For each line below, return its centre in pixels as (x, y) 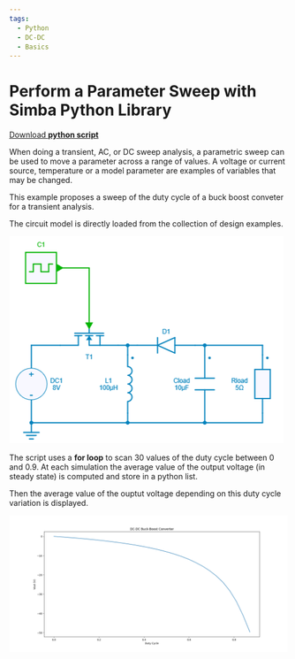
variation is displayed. (49, 503)
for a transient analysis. (52, 207)
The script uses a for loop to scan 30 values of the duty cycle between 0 (142, 458)
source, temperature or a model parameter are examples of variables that (143, 171)
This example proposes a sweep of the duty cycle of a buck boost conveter (147, 197)
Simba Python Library (91, 110)
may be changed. (41, 180)
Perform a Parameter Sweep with (133, 92)
